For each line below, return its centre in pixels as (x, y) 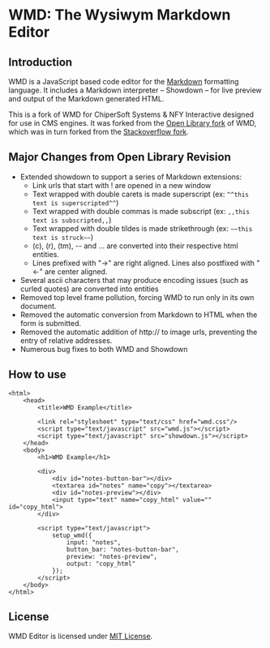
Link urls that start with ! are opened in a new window (122, 185)
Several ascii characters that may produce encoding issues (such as (134, 280)
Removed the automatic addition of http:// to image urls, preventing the (139, 332)
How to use (37, 375)
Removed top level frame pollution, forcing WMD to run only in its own (137, 297)
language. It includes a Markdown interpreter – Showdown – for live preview (135, 90)
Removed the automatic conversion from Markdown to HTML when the (139, 315)
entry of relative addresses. (66, 340)
